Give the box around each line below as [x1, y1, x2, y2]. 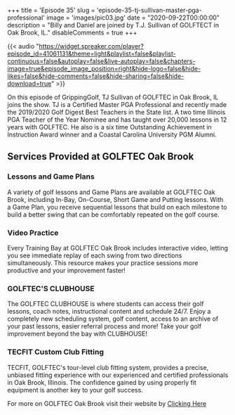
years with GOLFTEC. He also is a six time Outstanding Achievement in [7, 123, 212, 131]
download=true [7, 79, 52, 87]
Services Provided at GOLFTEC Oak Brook [7, 151, 194, 162]
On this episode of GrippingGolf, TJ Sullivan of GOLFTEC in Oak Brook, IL [7, 93, 219, 101]
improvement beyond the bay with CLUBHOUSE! [7, 330, 148, 338]
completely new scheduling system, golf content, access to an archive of [7, 314, 219, 323]
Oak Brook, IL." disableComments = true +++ [7, 28, 137, 37]
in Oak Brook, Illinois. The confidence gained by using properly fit [7, 378, 196, 386]
